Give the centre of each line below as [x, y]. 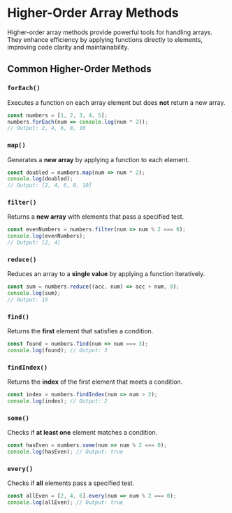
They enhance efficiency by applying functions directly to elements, [105, 39]
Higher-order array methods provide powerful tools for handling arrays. [110, 32]
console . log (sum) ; [34, 294]
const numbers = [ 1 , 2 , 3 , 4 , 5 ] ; [58, 115]
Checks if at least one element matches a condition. [82, 433]
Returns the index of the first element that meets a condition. [95, 382]
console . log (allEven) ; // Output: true [65, 503]
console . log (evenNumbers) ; [46, 236]
